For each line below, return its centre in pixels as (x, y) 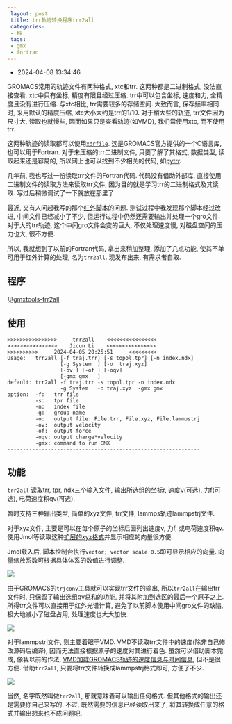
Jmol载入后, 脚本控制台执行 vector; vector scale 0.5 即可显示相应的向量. (112, 552)
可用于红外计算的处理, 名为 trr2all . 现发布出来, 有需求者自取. (94, 257)
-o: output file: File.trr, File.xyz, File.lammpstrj (117, 419)
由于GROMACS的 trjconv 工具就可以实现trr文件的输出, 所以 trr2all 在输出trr (114, 589)
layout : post (29, 14)
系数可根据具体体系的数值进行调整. (75, 561)
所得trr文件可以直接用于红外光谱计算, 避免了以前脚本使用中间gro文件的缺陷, (115, 606)
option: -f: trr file (43, 394)
